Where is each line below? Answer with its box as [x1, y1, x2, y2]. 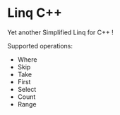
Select [17, 85, 37, 93]
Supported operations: [7, 41, 73, 50]
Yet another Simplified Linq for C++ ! [7, 28, 114, 36]
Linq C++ [7, 5, 62, 21]
